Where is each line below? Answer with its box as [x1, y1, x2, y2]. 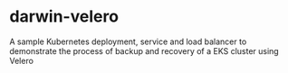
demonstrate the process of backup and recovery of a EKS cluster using [9, 45, 279, 56]
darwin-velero [9, 6, 120, 27]
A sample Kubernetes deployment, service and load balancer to [9, 36, 247, 47]
